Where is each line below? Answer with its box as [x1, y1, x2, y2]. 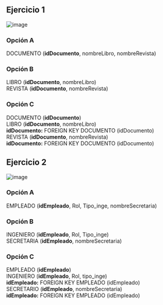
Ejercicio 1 [6, 5, 45, 15]
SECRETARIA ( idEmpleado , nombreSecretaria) [6, 237, 122, 244]
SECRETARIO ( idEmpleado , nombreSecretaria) [6, 286, 123, 293]
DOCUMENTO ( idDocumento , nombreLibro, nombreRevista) [6, 50, 156, 57]
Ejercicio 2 [6, 157, 47, 168]
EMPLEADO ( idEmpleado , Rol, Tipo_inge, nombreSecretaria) [6, 202, 157, 209]
